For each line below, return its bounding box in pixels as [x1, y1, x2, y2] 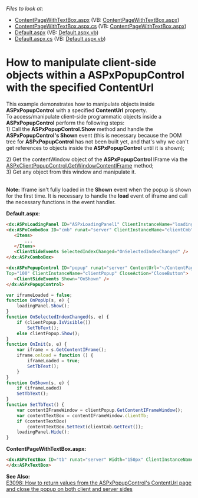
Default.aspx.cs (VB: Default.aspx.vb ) [14, 35, 106, 42]
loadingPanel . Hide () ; [16, 429, 70, 435]
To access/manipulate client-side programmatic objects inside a [6, 113, 162, 120]
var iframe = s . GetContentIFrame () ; [16, 347, 107, 353]
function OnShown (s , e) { [6, 380, 70, 386]
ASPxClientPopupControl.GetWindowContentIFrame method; [6, 162, 154, 169]
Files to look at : [6, 5, 44, 12]
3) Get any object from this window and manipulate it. [6, 168, 137, 175]
